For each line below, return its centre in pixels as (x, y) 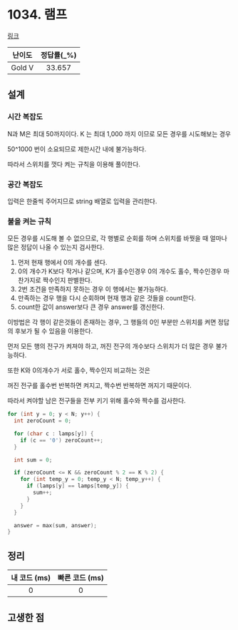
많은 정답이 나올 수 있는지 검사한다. (56, 248)
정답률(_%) (58, 55)
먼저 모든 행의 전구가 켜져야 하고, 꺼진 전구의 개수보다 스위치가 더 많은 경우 (111, 346)
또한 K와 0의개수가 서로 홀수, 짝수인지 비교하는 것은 (79, 370)
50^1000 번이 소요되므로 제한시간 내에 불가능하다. (77, 149)
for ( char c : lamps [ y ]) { (54, 433)
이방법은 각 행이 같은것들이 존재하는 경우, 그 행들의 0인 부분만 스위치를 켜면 (112, 322)
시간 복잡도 (25, 117)
